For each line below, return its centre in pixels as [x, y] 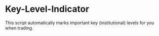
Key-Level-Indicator [47, 9]
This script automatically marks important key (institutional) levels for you [80, 23]
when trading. [19, 28]
